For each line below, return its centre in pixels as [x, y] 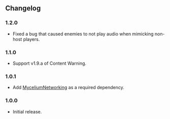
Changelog [23, 8]
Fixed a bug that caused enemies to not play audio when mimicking [83, 34]
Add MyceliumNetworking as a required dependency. [68, 88]
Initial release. [27, 111]
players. [31, 39]
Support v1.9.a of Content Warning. [49, 63]
